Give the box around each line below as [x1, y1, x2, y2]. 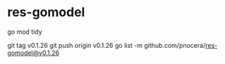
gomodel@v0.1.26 [7, 49, 60, 57]
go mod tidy [7, 27, 42, 36]
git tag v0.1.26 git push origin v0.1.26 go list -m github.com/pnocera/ [7, 41, 206, 49]
